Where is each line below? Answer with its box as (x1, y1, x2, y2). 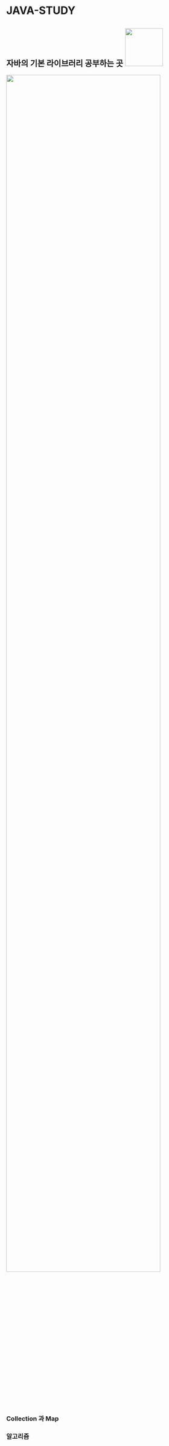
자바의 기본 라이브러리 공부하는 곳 (6, 58, 124, 69)
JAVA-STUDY (6, 4, 76, 18)
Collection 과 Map (6, 1414, 59, 1422)
